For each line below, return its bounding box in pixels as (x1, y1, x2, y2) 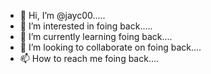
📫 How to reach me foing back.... (19, 53, 160, 64)
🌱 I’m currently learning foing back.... (19, 31, 173, 42)
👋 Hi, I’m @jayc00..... (19, 10, 106, 21)
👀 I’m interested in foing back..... (19, 20, 153, 32)
